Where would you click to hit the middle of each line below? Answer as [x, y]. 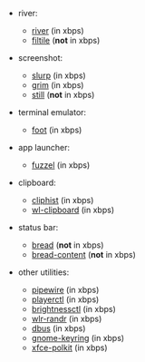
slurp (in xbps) [58, 75]
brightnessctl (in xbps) [73, 309]
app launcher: [44, 147]
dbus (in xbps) [58, 328]
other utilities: [43, 272]
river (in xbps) [58, 30]
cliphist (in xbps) [63, 200]
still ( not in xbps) [63, 95]
